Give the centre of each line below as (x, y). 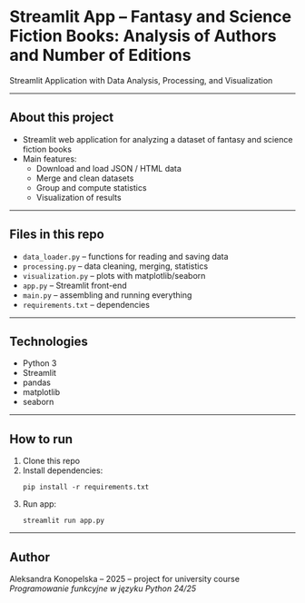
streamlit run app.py (63, 521)
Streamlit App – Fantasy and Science (151, 17)
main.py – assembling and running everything (107, 295)
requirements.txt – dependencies (86, 304)
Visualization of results (79, 197)
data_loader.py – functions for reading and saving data (125, 256)
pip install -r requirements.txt (86, 488)
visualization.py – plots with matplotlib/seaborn (114, 275)
